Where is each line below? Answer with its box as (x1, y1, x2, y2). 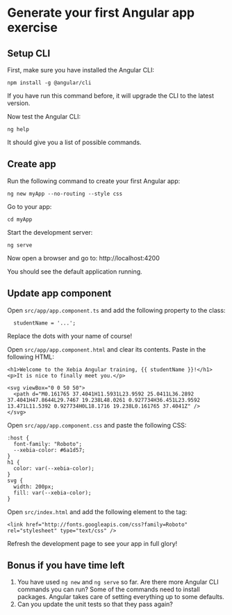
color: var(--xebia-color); (13, 465, 95, 472)
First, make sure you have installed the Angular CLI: (7, 66, 155, 74)
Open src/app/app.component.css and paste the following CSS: (7, 421, 187, 429)
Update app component (7, 288, 112, 299)
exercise (7, 20, 58, 36)
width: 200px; (13, 483, 54, 490)
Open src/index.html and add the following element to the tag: (7, 507, 188, 516)
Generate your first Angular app (7, 5, 195, 21)
